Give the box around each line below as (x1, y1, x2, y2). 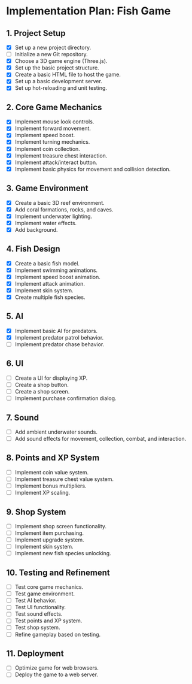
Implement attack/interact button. (14, 159, 97, 166)
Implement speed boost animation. (14, 273, 100, 280)
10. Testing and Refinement (6, 567, 111, 577)
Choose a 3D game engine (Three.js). (14, 57, 108, 65)
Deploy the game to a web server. (14, 671, 99, 678)
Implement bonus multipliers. (14, 482, 87, 489)
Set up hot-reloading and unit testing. (14, 84, 108, 92)
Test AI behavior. (14, 597, 57, 604)
